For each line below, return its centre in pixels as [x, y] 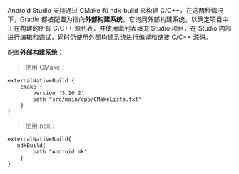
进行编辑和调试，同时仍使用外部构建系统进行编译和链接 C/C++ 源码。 [110, 37]
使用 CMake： [45, 67]
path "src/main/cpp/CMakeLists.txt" [87, 99]
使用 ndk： [41, 126]
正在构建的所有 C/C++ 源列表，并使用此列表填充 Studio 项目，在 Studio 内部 [119, 28]
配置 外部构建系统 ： [36, 52]
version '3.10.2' [59, 93]
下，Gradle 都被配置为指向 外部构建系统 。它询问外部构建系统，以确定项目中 [118, 19]
